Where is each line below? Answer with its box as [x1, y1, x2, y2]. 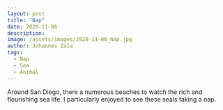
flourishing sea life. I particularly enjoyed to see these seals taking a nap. [7, 95, 217, 103]
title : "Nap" [7, 17, 45, 24]
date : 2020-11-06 [7, 23, 58, 30]
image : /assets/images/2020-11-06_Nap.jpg [7, 36, 132, 43]
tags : [7, 49, 23, 56]
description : [7, 29, 45, 37]
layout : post [7, 10, 45, 17]
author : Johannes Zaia [7, 42, 73, 49]
